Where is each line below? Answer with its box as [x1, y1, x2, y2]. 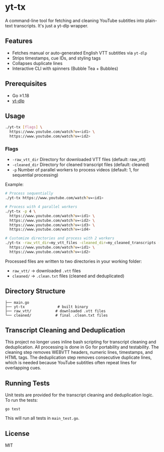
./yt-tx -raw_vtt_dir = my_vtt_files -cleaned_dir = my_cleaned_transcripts [5, 241, 156, 246]
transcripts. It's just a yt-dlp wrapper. [14, 22, 89, 28]
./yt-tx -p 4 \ [5, 209, 36, 214]
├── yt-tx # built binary [5, 304, 89, 309]
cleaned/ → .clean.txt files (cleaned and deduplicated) [12, 273, 124, 279]
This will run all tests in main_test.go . [5, 415, 80, 421]
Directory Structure [5, 287, 66, 295]
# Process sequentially [5, 191, 54, 196]
